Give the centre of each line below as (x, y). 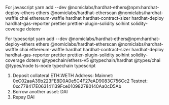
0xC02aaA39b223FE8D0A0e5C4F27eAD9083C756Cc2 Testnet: (80, 81)
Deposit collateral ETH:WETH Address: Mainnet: (63, 75)
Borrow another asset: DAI (40, 92)
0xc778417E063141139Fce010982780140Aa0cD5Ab (67, 86)
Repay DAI (23, 97)
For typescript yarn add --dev (36, 39)
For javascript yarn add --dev (36, 7)
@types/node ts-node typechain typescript (50, 66)
